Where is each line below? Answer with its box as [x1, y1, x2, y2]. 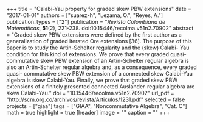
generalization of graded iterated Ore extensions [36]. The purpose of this [6, 38, 193, 45]
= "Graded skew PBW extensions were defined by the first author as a [6, 31, 182, 38]
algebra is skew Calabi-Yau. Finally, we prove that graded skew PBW [6, 76, 178, 84]
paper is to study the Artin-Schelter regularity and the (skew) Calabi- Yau [6, 44, 190, 51]
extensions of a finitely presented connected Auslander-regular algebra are [6, 83, 195, 90]
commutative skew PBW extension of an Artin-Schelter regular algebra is [6, 57, 190, 64]
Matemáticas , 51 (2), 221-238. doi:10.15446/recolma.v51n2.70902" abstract [6, 24, 194, 32]
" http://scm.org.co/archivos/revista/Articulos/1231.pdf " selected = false [6, 96, 185, 103]
